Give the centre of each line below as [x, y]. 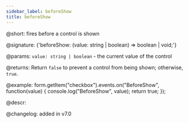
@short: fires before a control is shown [53, 33]
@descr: [16, 102]
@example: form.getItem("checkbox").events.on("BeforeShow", [83, 85]
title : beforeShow [28, 17]
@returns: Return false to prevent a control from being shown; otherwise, [95, 67]
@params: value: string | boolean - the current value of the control [89, 56]
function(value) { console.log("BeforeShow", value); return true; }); [86, 91]
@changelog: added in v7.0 [39, 114]
